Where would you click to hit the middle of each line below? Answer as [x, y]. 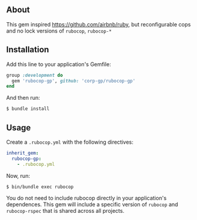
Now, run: [18, 176]
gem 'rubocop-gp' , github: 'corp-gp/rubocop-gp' [74, 81]
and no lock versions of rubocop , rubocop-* [59, 31]
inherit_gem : [23, 153]
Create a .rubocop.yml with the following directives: [70, 142]
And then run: [23, 98]
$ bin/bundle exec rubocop [40, 187]
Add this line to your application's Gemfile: [59, 64]
